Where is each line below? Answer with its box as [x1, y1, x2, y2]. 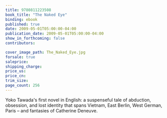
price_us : [5, 69, 27, 74]
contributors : [5, 41, 36, 46]
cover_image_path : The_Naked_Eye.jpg [5, 49, 86, 55]
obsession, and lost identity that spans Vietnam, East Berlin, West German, [5, 102, 162, 108]
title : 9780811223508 [5, 7, 52, 13]
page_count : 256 [5, 83, 40, 88]
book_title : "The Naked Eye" [5, 12, 67, 17]
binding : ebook [5, 17, 38, 22]
